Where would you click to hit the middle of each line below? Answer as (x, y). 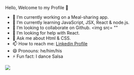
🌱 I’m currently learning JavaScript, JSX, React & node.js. (71, 22)
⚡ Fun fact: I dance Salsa (38, 56)
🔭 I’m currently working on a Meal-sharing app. (61, 17)
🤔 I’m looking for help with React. (46, 33)
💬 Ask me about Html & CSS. (41, 38)
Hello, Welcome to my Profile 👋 (37, 8)
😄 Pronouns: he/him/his (37, 51)
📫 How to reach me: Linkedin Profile (50, 44)
